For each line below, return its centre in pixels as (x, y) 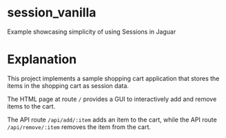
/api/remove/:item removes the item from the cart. (79, 127)
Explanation (42, 59)
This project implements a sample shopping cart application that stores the (113, 78)
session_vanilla (52, 13)
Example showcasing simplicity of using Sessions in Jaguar (92, 32)
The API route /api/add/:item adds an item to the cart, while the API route (112, 119)
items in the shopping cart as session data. (68, 85)
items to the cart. (31, 106)
